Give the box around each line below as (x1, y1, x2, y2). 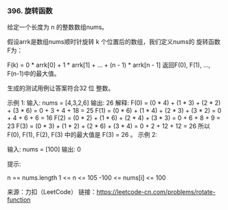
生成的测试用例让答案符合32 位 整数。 (7, 84, 115, 92)
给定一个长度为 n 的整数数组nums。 (7, 23, 109, 32)
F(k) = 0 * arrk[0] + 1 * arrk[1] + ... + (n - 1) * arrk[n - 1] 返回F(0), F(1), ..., (7, 61, 211, 70)
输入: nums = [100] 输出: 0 (7, 145, 81, 154)
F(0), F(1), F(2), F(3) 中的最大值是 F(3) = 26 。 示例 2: (7, 131, 158, 139)
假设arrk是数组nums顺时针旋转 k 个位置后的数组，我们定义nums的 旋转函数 (7, 38, 221, 46)
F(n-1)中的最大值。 (7, 70, 60, 78)
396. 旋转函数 (7, 6, 53, 15)
